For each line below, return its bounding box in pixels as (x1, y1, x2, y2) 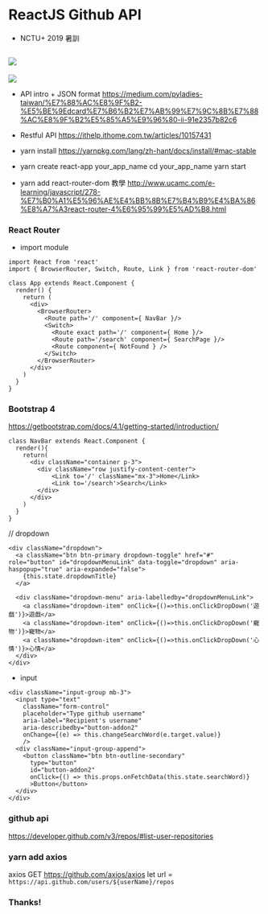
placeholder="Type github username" (23, 710, 146, 718)
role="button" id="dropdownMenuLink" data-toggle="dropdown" (8, 558, 218, 566)
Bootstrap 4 (8, 403, 56, 414)
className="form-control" (23, 702, 110, 711)
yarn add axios (8, 851, 68, 863)
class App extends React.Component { (8, 279, 135, 287)
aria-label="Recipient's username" (23, 717, 142, 725)
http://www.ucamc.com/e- (127, 178, 216, 187)
